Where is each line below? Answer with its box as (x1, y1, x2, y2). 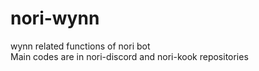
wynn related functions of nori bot (10, 40, 151, 52)
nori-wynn (10, 7, 100, 30)
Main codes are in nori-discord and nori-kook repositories (10, 50, 249, 62)
